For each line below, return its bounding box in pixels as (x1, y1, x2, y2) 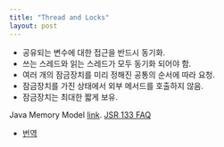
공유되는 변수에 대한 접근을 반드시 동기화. (21, 46, 166, 58)
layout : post (9, 21, 58, 30)
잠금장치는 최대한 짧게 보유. (21, 91, 119, 102)
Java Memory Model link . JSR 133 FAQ (9, 109, 152, 120)
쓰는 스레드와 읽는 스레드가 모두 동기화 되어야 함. (21, 58, 192, 69)
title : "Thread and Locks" (9, 12, 110, 22)
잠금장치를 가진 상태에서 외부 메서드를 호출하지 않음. (21, 80, 203, 91)
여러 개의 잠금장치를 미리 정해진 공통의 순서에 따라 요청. (21, 69, 216, 80)
